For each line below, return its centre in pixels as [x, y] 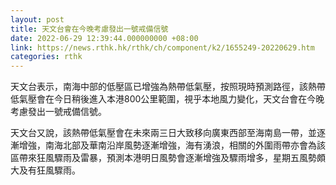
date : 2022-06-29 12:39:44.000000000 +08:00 [104, 38]
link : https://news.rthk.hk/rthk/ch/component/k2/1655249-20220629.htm [162, 47]
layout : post [37, 19]
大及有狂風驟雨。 [45, 170]
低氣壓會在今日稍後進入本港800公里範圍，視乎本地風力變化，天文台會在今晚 [167, 99]
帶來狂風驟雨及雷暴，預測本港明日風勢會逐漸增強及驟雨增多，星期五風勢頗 [172, 158]
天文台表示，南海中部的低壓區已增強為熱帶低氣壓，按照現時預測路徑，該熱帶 [168, 87]
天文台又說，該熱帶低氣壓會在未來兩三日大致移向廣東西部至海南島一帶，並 [163, 133]
